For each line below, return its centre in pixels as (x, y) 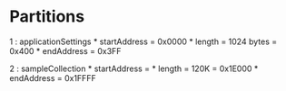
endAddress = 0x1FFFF (53, 77)
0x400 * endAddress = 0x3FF (65, 50)
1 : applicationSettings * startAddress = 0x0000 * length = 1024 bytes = (143, 41)
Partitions (47, 17)
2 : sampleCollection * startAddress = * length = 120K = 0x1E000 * (134, 68)
